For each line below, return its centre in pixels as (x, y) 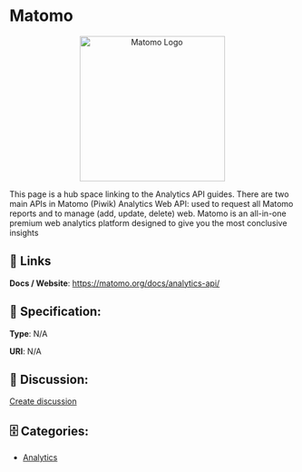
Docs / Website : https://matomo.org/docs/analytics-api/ (115, 283)
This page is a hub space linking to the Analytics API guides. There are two (149, 194)
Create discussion (43, 401)
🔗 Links (30, 261)
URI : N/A (26, 351)
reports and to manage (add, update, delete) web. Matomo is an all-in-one (148, 213)
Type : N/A (29, 333)
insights (24, 232)
